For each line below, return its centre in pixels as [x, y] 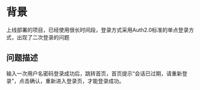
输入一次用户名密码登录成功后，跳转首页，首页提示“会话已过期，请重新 [94, 73]
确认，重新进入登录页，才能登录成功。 [77, 80]
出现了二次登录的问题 [43, 37]
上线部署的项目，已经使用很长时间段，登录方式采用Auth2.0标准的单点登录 [98, 30]
